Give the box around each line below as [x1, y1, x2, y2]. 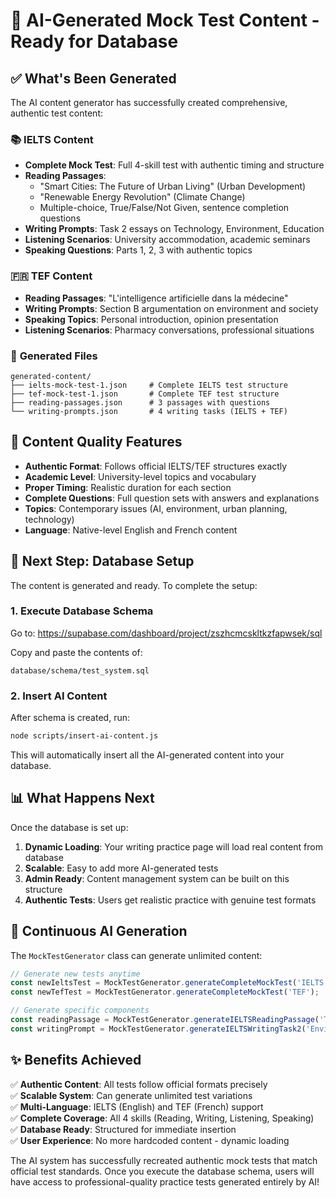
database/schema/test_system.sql [10, 665, 150, 676]
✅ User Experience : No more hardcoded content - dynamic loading [10, 1134, 290, 1146]
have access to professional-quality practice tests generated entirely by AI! [10, 1175, 320, 1188]
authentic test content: [10, 107, 104, 119]
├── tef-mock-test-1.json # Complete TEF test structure [10, 389, 280, 399]
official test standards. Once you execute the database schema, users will [10, 1165, 315, 1177]
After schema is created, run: [10, 712, 130, 724]
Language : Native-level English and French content [24, 524, 238, 536]
